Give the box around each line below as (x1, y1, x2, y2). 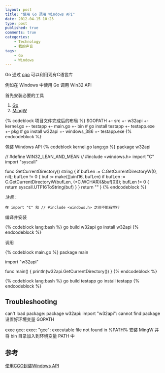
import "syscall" (5, 159, 38, 165)
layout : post (5, 7, 32, 12)
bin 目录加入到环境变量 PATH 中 (10, 333, 75, 339)
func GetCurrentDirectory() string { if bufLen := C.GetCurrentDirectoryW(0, (5, 168, 157, 175)
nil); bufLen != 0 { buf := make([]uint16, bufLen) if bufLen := (5, 174, 126, 180)
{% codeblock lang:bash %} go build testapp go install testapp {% (5, 278, 139, 284)
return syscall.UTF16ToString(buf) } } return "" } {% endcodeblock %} (5, 184, 147, 190)
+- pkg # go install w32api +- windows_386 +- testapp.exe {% (5, 128, 132, 134)
